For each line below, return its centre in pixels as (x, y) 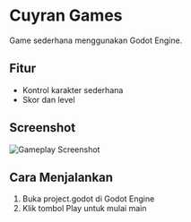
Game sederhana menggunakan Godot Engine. (96, 40)
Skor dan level (48, 99)
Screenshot (43, 128)
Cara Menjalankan (61, 177)
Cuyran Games (66, 16)
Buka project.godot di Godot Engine (88, 199)
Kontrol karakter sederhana (73, 90)
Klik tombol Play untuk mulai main (84, 209)
